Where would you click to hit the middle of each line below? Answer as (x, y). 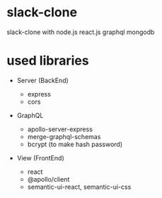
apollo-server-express (60, 129)
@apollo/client (48, 179)
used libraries (48, 61)
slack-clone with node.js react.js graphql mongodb (81, 32)
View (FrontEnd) (40, 158)
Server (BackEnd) (42, 80)
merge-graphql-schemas (64, 136)
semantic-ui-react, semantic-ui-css (79, 187)
